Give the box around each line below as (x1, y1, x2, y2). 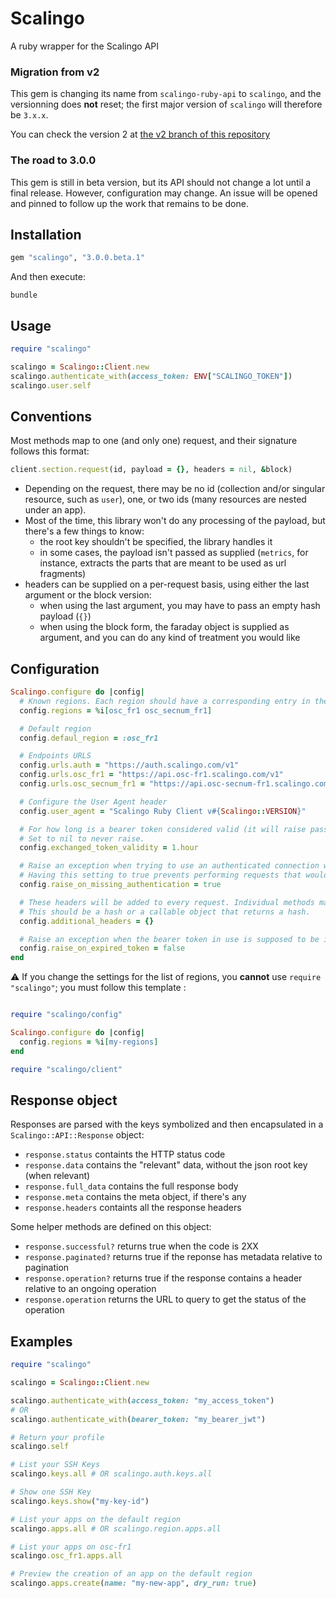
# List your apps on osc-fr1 (10, 1542, 132, 1552)
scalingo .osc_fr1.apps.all (10, 1551, 123, 1561)
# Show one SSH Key (10, 1487, 92, 1497)
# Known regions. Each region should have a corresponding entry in (19, 696, 311, 706)
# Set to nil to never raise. (19, 833, 145, 844)
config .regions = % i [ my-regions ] (19, 1037, 159, 1047)
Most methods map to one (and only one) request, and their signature (10, 435, 298, 447)
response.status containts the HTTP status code (24, 1148, 226, 1161)
